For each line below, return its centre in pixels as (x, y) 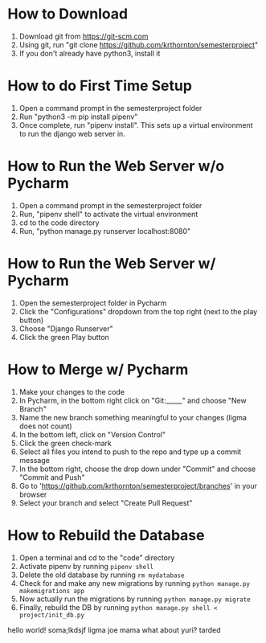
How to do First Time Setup (100, 86)
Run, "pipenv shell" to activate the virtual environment (108, 214)
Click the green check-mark (65, 443)
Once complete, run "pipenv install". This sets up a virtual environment (136, 125)
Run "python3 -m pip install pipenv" (78, 117)
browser (33, 494)
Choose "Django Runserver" (66, 328)
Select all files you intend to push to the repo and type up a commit (130, 452)
